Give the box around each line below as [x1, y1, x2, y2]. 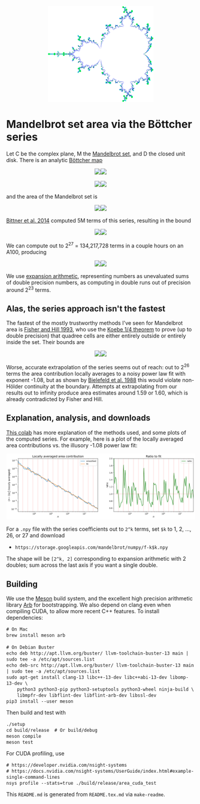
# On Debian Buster [6, 644, 55, 651]
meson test [6, 739, 34, 746]
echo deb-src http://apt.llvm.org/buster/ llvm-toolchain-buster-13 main [6, 662, 195, 669]
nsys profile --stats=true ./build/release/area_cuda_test [6, 781, 157, 787]
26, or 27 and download [6, 532, 65, 539]
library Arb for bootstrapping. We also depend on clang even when [6, 601, 171, 609]
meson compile [6, 733, 42, 740]
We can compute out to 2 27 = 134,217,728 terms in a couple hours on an [6, 241, 184, 249]
